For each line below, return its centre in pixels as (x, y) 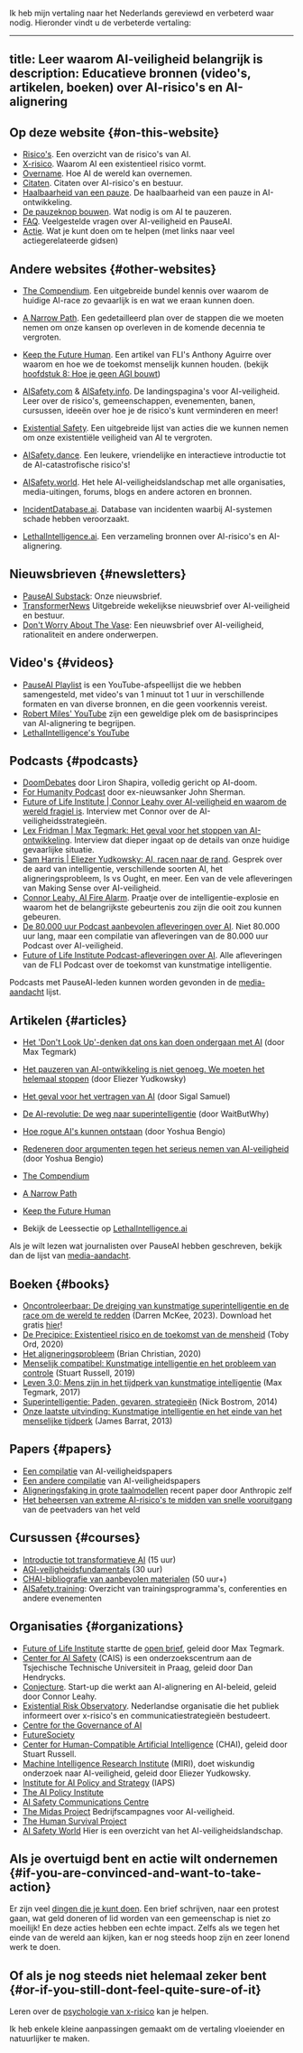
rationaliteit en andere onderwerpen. (90, 634)
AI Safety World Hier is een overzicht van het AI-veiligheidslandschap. (153, 1830)
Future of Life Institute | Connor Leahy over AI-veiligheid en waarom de (154, 802)
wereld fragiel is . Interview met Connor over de (110, 811)
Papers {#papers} (61, 1449)
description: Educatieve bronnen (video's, (130, 74)
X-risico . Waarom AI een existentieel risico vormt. (114, 164)
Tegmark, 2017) (51, 1392)
